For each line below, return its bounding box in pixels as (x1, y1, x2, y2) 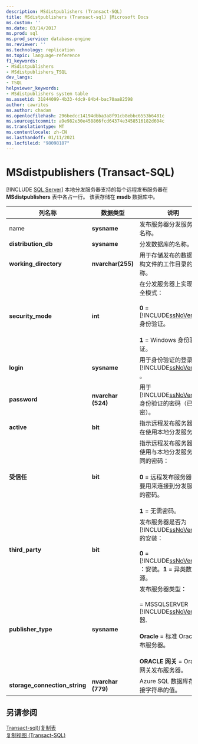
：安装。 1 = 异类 (139, 565, 186, 573)
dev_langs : (6, 74, 33, 80)
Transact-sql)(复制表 (6, 725, 57, 732)
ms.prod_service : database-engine (6, 36, 91, 42)
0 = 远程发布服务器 (139, 473, 192, 481)
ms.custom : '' (6, 19, 41, 25)
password (9, 395, 38, 403)
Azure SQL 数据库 (139, 677, 189, 685)
